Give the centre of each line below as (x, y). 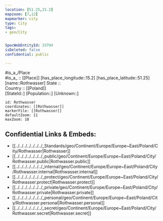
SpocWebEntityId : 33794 (29, 45)
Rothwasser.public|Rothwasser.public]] (51, 161)
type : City (16, 23)
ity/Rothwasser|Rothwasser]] (41, 151)
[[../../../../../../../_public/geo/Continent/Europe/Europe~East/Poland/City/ (84, 156)
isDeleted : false (23, 50)
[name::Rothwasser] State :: (33, 83)
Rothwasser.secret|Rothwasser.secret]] (52, 213)
